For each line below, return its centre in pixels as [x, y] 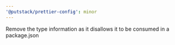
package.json [22, 35]
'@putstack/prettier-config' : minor [51, 12]
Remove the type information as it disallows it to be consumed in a [87, 29]
